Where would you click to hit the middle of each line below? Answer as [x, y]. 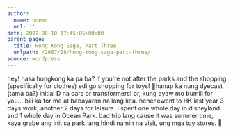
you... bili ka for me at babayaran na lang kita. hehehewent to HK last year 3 [115, 101]
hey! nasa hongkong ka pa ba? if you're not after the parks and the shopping [117, 78]
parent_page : [26, 40]
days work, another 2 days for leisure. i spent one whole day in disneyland [114, 108]
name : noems [31, 20]
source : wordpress [34, 59]
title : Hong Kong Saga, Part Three [65, 46]
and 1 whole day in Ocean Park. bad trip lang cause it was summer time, [110, 115]
